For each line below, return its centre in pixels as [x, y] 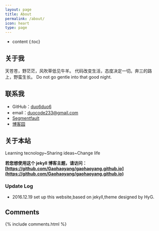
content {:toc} [26, 42]
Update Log [19, 186]
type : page [16, 28]
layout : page [18, 10]
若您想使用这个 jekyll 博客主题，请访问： [46, 163]
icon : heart [17, 23]
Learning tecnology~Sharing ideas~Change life [53, 153]
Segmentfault [26, 118]
